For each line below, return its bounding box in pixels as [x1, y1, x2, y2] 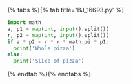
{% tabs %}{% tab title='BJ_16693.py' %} [7, 6, 125, 14]
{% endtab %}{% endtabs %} [7, 70, 92, 78]
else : [7, 51, 23, 58]
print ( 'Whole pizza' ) [13, 45, 76, 52]
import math [7, 19, 41, 26]
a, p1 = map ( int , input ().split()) [7, 25, 110, 32]
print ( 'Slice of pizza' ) [13, 58, 85, 65]
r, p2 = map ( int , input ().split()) [7, 32, 110, 39]
